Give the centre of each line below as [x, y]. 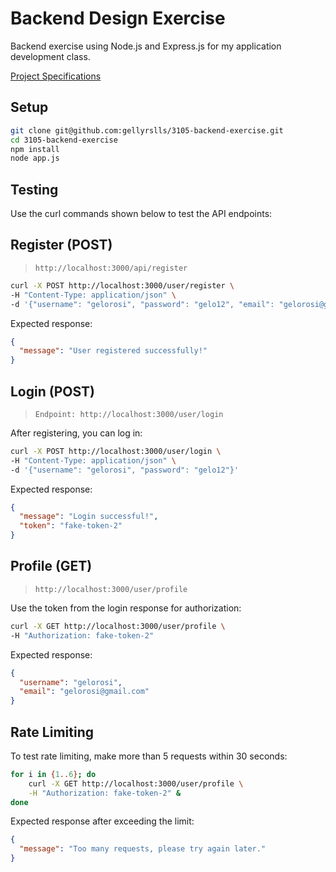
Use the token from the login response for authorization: [126, 608]
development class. [50, 56]
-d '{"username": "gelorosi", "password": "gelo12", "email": [142, 304]
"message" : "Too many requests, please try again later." [143, 849]
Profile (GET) [51, 566]
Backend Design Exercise [118, 18]
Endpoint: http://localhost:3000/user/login [129, 414]
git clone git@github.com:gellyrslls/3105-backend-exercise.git [147, 130]
